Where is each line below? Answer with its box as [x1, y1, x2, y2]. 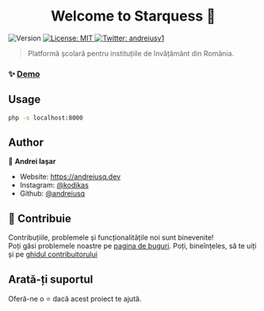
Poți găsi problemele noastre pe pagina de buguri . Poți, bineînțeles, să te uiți [8, 241, 257, 251]
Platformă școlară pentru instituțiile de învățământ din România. [27, 48, 235, 58]
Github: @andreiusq [19, 189, 86, 199]
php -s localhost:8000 [8, 114, 83, 122]
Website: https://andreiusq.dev [19, 172, 121, 181]
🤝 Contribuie [8, 211, 71, 225]
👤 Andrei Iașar [8, 157, 56, 166]
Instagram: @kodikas [19, 180, 89, 190]
